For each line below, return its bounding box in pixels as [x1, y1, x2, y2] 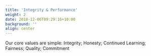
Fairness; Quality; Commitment [5, 45, 70, 51]
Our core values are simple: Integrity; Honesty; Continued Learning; [5, 40, 146, 46]
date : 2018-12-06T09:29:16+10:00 [5, 17, 76, 22]
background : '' [5, 21, 37, 27]
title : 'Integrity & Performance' [5, 7, 78, 13]
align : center [5, 26, 35, 31]
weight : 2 [5, 12, 26, 17]
